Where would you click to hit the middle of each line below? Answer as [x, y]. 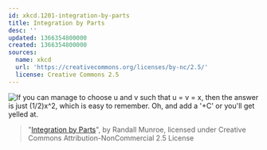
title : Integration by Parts [57, 23]
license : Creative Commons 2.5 [67, 75]
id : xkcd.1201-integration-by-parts [69, 15]
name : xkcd [33, 60]
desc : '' [23, 30]
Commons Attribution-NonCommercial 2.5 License [111, 138]
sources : [23, 52]
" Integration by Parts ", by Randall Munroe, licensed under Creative [137, 129]
